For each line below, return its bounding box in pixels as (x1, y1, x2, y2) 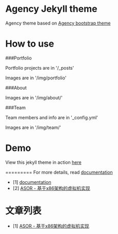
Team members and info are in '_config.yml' (5, 114, 99, 120)
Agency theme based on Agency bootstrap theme (5, 20, 111, 26)
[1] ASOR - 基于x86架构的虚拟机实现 (12, 223, 90, 229)
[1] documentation (12, 179, 51, 185)
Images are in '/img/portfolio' (5, 75, 67, 81)
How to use (5, 38, 54, 50)
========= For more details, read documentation (5, 169, 113, 175)
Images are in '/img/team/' (5, 124, 62, 131)
